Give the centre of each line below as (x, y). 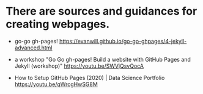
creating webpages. (58, 24)
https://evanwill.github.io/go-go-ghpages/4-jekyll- (123, 41)
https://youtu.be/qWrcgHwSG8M (56, 84)
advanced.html (33, 48)
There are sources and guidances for (102, 11)
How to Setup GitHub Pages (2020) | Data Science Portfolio (90, 78)
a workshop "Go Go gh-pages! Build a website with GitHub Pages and (102, 59)
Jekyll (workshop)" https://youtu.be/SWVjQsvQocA (79, 66)
